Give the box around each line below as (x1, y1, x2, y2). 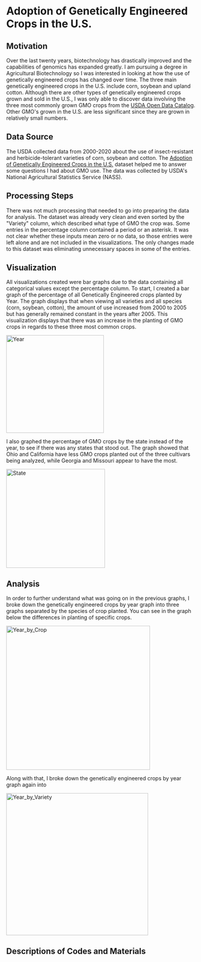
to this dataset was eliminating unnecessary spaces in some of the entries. (6, 245, 191, 252)
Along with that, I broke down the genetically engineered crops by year (6, 775, 182, 782)
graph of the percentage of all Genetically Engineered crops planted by (6, 291, 182, 298)
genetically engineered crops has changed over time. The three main (6, 76, 177, 83)
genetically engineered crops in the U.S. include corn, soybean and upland (6, 82, 191, 90)
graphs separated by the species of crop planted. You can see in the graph (6, 608, 192, 615)
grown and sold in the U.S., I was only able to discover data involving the (6, 95, 186, 102)
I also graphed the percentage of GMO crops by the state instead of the (6, 438, 184, 445)
